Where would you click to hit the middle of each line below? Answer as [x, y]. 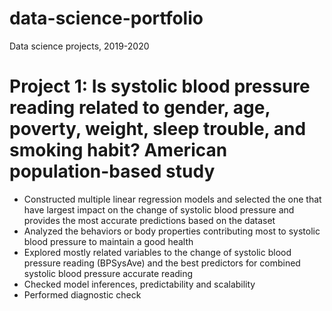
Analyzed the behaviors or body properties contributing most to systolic [172, 231]
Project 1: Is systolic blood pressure [160, 86]
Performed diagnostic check [82, 294]
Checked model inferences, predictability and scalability [139, 284]
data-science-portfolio [106, 18]
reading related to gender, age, [140, 108]
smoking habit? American [118, 150]
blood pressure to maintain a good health [108, 241]
